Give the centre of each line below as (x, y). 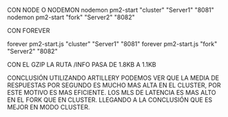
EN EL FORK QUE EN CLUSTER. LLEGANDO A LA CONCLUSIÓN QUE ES (110, 100)
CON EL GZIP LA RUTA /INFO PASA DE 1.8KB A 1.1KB (82, 64)
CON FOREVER (29, 31)
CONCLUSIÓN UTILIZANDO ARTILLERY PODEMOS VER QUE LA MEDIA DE (113, 78)
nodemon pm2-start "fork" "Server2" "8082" (71, 17)
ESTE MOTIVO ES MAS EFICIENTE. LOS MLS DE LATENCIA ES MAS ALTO (112, 93)
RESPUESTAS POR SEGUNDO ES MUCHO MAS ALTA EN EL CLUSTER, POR (114, 85)
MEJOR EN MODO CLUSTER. (49, 107)
